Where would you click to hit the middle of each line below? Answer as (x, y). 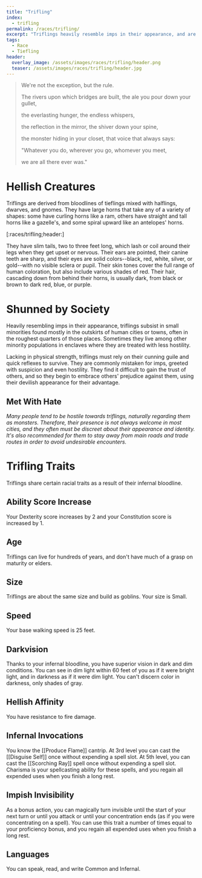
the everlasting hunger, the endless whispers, (78, 115)
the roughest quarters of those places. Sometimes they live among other (97, 339)
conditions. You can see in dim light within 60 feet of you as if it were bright (100, 670)
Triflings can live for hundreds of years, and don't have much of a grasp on (100, 557)
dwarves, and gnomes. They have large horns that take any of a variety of (98, 210)
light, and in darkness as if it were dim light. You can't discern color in (93, 677)
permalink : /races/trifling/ (43, 29)
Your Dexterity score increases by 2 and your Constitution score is (89, 516)
